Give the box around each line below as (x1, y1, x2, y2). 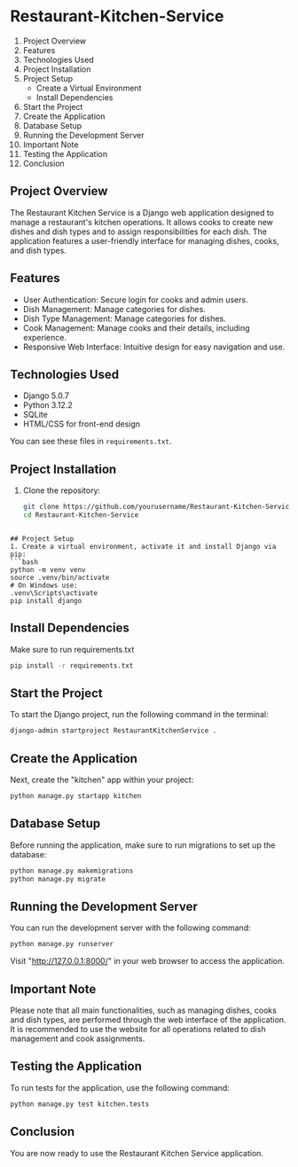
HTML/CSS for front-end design (22, 419, 141, 429)
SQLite (22, 410, 48, 420)
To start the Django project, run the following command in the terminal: (10, 709, 269, 720)
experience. (22, 332, 67, 342)
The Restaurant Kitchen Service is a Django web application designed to (10, 207, 274, 218)
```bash (10, 557, 39, 567)
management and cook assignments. (10, 1033, 145, 1044)
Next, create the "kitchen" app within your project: (10, 774, 194, 786)
